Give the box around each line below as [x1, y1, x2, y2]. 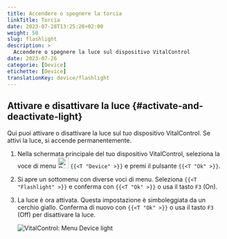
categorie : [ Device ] [7, 61, 67, 68]
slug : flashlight [7, 36, 57, 43]
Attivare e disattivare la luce [7, 99, 130, 111]
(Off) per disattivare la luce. [17, 211, 96, 219]
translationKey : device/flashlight [7, 74, 110, 82]
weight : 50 [7, 29, 39, 37]
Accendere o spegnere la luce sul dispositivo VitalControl [13, 49, 190, 56]
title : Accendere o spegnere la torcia [7, 10, 122, 17]
